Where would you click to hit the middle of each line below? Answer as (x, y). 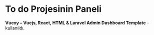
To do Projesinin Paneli (53, 9)
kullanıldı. (15, 28)
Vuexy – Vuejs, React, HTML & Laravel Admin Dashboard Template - (77, 23)
